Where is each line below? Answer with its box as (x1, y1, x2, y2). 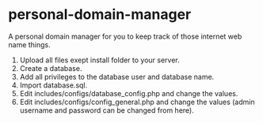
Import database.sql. (19, 80, 88, 90)
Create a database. (19, 63, 82, 73)
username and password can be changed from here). (19, 105, 194, 115)
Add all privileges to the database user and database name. (19, 72, 215, 81)
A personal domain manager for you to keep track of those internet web (8, 32, 242, 41)
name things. (8, 39, 51, 49)
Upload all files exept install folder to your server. (19, 55, 180, 65)
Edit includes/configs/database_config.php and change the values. (19, 88, 238, 98)
